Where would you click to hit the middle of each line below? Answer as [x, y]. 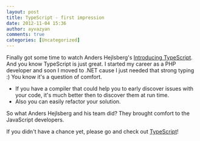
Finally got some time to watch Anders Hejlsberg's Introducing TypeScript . [99, 57]
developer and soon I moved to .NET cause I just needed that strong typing [100, 70]
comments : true [26, 35]
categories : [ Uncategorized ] [43, 40]
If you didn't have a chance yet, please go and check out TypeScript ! [93, 132]
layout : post [23, 12]
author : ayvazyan [28, 29]
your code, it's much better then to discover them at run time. [92, 95]
